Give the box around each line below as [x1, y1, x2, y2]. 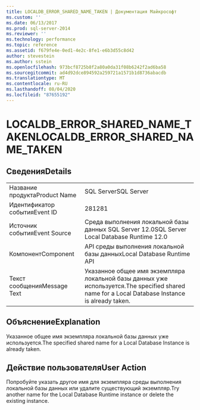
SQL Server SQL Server [84, 187, 149, 195]
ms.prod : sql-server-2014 [6, 25, 70, 32]
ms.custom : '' [6, 14, 42, 20]
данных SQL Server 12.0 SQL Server [84, 225, 187, 233]
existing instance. [6, 397, 49, 405]
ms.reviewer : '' [6, 31, 46, 37]
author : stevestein [6, 53, 55, 59]
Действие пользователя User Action [6, 362, 147, 372]
